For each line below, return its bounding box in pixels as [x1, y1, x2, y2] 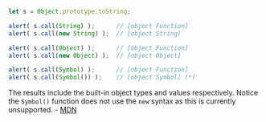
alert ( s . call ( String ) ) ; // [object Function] [8, 22, 189, 30]
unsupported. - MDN [8, 105, 78, 115]
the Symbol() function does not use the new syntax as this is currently [8, 96, 236, 106]
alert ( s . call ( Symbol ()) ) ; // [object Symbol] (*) [8, 73, 196, 82]
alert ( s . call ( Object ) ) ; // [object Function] [8, 44, 189, 52]
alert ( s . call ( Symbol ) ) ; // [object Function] [8, 66, 189, 74]
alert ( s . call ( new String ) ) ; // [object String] [8, 29, 182, 38]
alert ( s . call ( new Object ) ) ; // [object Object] [8, 51, 182, 59]
